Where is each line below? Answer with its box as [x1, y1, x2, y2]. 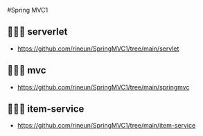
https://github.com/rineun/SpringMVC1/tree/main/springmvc [17, 83, 190, 91]
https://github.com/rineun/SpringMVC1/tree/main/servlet [17, 44, 179, 53]
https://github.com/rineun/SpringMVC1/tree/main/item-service [17, 121, 196, 130]
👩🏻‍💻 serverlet [7, 26, 68, 37]
